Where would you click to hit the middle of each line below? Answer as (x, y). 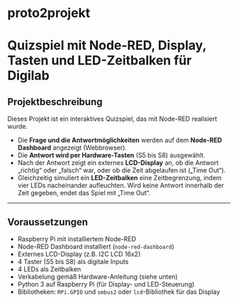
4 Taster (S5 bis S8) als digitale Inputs (73, 261)
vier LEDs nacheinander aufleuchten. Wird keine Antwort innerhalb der (121, 185)
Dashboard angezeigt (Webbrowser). (72, 148)
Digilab (28, 76)
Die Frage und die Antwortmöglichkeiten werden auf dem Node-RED (120, 141)
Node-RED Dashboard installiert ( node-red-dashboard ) (96, 247)
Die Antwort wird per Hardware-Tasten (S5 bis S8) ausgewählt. (111, 155)
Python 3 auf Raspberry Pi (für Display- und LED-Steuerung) (106, 284)
